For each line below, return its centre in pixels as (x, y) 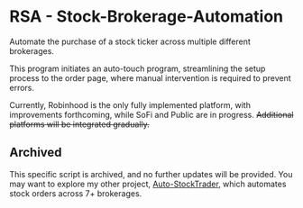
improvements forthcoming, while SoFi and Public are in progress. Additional (151, 114)
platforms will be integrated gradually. (80, 124)
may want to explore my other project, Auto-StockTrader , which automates (148, 184)
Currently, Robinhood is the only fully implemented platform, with (130, 104)
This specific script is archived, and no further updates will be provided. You (151, 174)
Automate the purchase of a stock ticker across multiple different (130, 41)
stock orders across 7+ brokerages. (76, 193)
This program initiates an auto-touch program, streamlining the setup (138, 68)
